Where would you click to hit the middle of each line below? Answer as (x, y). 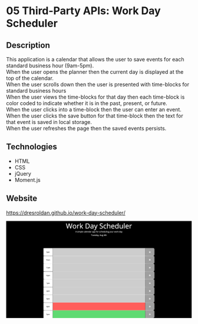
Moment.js (27, 180)
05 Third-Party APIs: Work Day (83, 11)
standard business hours (36, 91)
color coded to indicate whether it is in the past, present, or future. (87, 103)
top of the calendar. (30, 78)
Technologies (32, 147)
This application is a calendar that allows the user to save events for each (95, 59)
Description (28, 45)
